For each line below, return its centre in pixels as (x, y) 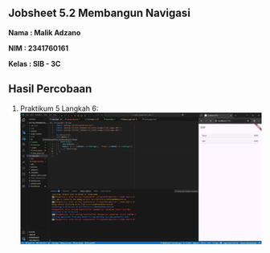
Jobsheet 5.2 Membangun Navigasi (100, 13)
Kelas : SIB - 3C (35, 63)
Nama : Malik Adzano (45, 32)
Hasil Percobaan (50, 89)
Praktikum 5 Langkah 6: (59, 108)
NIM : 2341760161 (39, 48)
